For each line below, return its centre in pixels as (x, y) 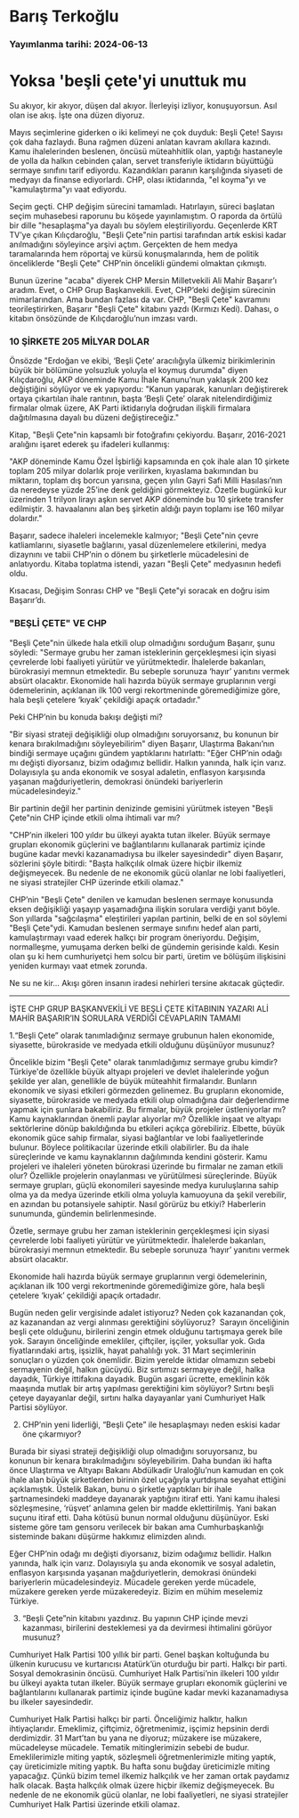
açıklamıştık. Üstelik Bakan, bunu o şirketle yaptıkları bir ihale (121, 1488)
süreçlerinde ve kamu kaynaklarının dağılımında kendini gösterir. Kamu (138, 1156)
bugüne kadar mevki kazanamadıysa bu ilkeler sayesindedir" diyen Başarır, (146, 853)
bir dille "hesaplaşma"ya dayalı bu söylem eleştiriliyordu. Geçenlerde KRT (144, 225)
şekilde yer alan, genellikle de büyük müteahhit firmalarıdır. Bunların (133, 1080)
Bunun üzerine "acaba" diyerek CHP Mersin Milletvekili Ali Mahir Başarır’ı (143, 281)
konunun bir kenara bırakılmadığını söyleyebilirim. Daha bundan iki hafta (141, 1460)
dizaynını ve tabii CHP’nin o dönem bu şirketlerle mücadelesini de (129, 555)
